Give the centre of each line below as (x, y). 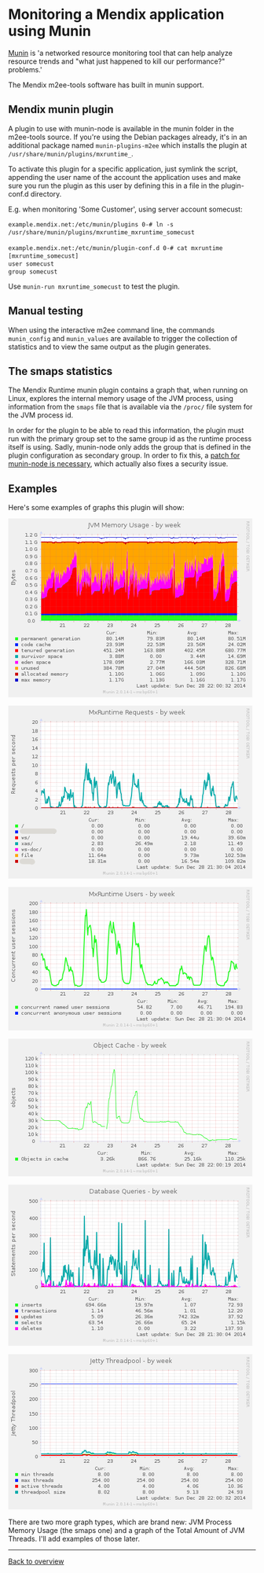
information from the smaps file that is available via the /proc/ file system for (130, 407)
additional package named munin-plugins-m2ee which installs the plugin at (128, 145)
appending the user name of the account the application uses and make (125, 177)
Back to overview (36, 1561)
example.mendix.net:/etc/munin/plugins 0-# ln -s (91, 224)
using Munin (50, 31)
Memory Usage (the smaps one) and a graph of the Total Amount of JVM (126, 1531)
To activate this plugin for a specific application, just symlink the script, (123, 169)
